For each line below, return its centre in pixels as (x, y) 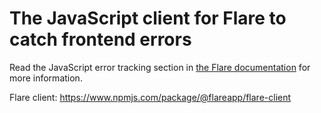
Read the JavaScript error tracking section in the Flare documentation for (160, 67)
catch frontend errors (100, 39)
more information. (46, 78)
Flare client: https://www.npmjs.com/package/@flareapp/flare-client (150, 97)
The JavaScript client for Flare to (148, 18)
